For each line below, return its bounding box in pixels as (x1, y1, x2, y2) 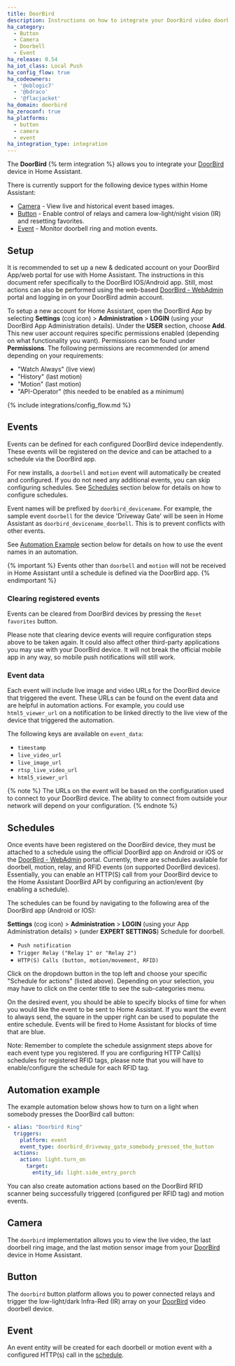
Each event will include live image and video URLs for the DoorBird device (7, 687, 220, 695)
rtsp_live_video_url (17, 767, 78, 774)
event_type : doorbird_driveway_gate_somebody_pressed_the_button (20, 1143, 215, 1150)
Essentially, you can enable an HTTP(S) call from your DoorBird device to (7, 870, 218, 879)
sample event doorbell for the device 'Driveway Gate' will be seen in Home (7, 511, 224, 520)
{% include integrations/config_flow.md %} (7, 400, 131, 409)
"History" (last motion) (17, 372, 83, 381)
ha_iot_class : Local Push (7, 62, 83, 69)
